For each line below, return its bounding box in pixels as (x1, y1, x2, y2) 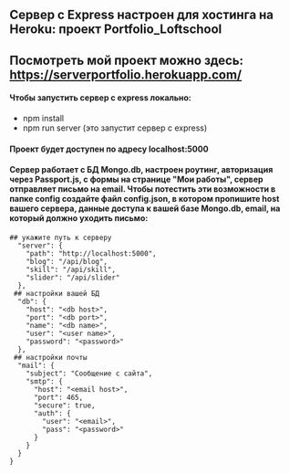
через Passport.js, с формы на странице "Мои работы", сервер (9, 174, 263, 185)
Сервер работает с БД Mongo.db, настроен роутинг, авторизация (9, 164, 274, 175)
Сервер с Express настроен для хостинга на (9, 7, 274, 23)
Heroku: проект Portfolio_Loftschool (9, 22, 222, 37)
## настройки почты (13, 353, 88, 362)
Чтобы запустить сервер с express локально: (9, 92, 191, 103)
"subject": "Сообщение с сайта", (26, 369, 153, 378)
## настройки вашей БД (13, 289, 100, 298)
